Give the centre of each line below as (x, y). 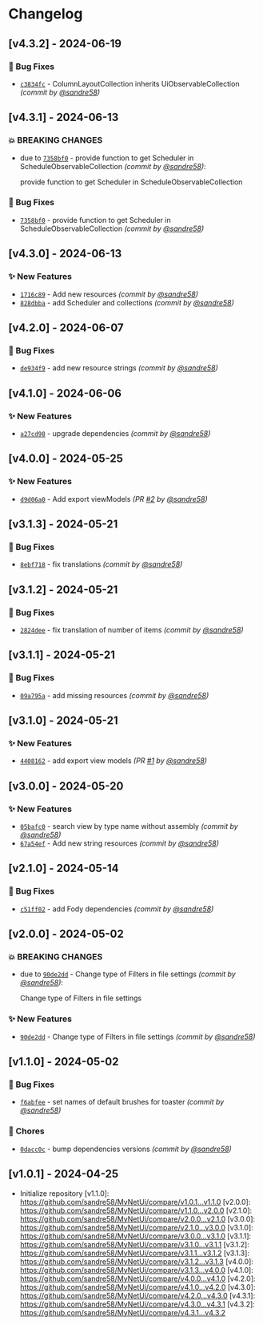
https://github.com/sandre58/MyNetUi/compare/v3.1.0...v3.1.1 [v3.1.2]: (135, 1244)
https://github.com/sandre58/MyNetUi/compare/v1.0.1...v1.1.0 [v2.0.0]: (135, 1202)
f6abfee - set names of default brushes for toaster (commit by (122, 1102)
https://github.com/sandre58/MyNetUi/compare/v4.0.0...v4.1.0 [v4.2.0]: (137, 1279)
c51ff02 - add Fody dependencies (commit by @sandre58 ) (117, 909)
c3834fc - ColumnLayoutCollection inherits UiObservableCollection (130, 83)
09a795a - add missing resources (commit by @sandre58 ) (114, 695)
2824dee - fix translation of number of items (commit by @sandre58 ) (131, 629)
